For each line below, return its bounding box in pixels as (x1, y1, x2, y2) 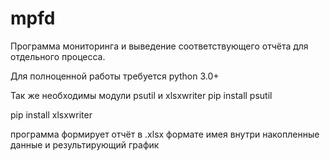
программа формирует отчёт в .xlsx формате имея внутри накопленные (10, 128, 320, 140)
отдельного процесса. (10, 50, 106, 62)
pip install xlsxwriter (10, 108, 93, 121)
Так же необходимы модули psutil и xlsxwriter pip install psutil (10, 89, 273, 101)
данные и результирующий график (10, 138, 160, 151)
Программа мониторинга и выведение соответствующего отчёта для (10, 40, 309, 52)
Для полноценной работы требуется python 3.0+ (10, 70, 220, 82)
